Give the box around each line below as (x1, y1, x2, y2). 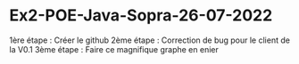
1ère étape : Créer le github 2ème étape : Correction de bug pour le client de (9, 35, 290, 45)
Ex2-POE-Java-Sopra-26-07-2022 (9, 5, 273, 26)
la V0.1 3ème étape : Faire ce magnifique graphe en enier (9, 44, 219, 54)
